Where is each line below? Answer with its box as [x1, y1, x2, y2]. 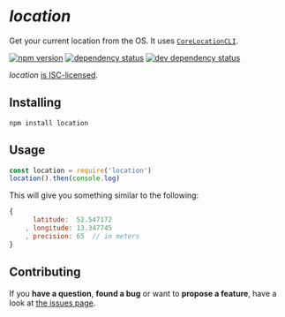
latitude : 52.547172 [32, 215, 113, 224]
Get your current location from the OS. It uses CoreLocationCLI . [9, 35, 239, 46]
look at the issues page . [9, 298, 96, 308]
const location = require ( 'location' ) [9, 166, 152, 175]
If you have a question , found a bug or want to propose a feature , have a [9, 288, 277, 298]
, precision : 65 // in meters [25, 231, 140, 240]
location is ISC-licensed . [9, 69, 99, 80]
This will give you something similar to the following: [9, 190, 199, 200]
